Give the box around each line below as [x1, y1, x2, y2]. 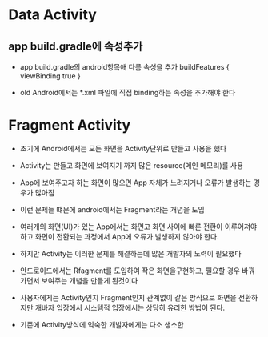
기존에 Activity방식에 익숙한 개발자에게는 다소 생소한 [19, 319, 184, 329]
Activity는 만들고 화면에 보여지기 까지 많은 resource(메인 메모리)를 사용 [19, 160, 244, 170]
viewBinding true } [19, 71, 82, 81]
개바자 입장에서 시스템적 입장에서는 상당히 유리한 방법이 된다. [34, 303, 226, 312]
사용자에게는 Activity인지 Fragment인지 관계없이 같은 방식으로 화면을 [19, 292, 238, 302]
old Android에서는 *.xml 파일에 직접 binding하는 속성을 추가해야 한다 [19, 88, 236, 97]
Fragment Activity [8, 116, 131, 134]
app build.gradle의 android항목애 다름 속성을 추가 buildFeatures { [19, 62, 230, 71]
